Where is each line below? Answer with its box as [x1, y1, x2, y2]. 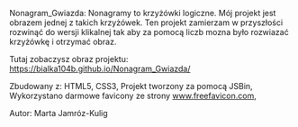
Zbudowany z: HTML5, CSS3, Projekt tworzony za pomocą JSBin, [9, 81, 254, 91]
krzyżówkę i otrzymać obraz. [9, 36, 117, 47]
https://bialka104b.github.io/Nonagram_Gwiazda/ [9, 63, 191, 74]
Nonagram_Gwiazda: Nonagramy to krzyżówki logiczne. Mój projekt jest [9, 8, 276, 18]
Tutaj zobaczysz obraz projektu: [9, 54, 129, 64]
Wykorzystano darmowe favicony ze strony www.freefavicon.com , [9, 90, 257, 101]
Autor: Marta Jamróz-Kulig [9, 108, 108, 118]
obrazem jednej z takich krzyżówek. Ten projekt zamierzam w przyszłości [9, 17, 284, 28]
